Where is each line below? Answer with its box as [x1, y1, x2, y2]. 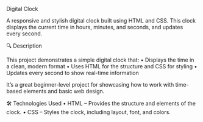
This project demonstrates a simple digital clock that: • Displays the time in [6, 56, 194, 63]
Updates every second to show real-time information [6, 70, 139, 76]
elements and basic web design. [23, 88, 105, 95]
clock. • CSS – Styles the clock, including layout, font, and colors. [6, 109, 171, 115]
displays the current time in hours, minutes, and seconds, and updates [6, 24, 183, 30]
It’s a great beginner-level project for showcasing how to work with [6, 81, 174, 88]
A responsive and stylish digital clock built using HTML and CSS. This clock [6, 17, 196, 24]
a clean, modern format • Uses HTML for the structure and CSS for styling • [6, 63, 198, 70]
